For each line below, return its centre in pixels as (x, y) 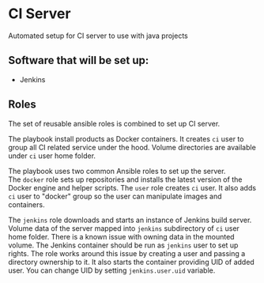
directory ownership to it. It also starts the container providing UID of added (131, 262)
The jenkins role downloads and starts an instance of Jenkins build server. (130, 220)
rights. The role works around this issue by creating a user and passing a (127, 253)
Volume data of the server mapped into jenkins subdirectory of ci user (124, 228)
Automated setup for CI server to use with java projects (98, 36)
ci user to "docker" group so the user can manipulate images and (115, 196)
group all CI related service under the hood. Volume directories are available (132, 147)
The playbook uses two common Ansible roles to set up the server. (117, 171)
